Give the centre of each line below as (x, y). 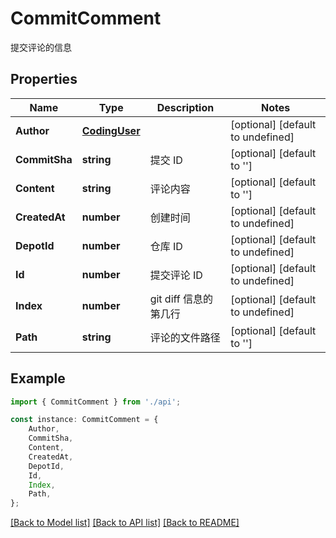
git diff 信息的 (181, 299)
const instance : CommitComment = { (84, 420)
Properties (44, 79)
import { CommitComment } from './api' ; (96, 402)
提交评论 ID (176, 275)
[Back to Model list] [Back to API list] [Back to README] (125, 523)
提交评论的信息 (41, 47)
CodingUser (111, 130)
